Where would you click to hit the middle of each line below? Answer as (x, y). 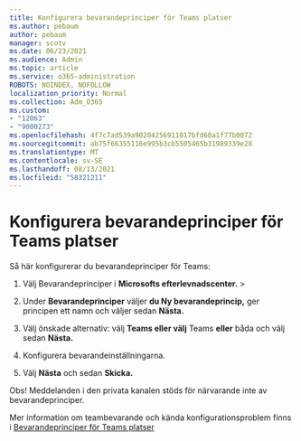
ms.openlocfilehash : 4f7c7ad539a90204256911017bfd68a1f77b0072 (131, 136)
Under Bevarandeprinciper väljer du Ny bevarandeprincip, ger (141, 301)
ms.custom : (30, 110)
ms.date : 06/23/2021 (48, 52)
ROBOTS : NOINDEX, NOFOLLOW (60, 85)
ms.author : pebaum (44, 26)
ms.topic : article (44, 69)
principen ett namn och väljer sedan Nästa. (103, 311)
